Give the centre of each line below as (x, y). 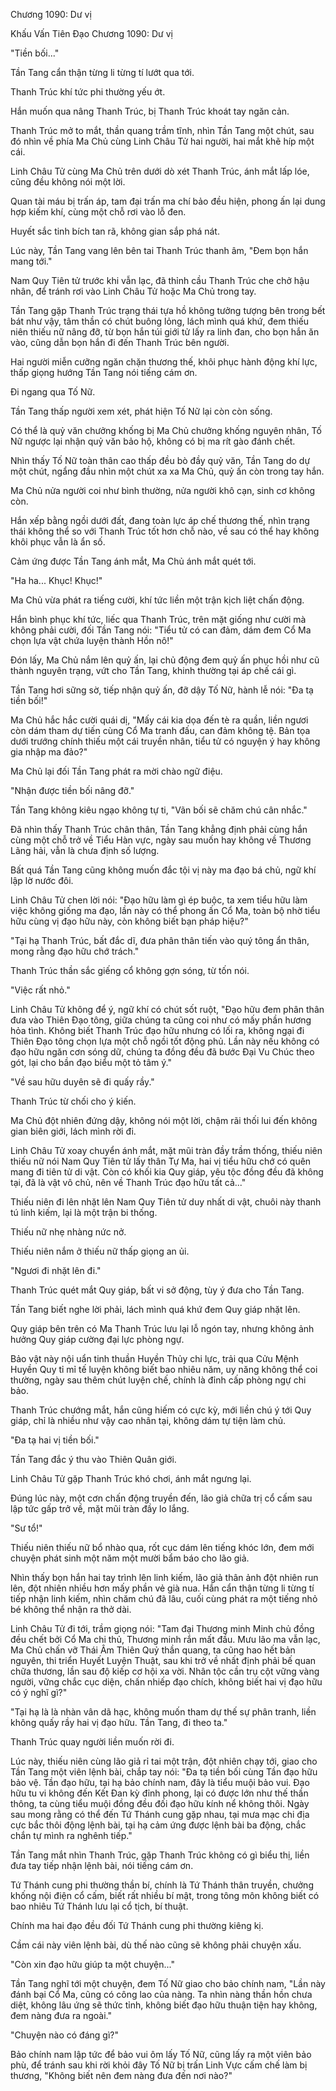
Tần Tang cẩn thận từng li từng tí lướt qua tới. (102, 72)
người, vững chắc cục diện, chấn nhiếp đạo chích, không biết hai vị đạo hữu (166, 1682)
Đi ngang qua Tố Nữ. (53, 392)
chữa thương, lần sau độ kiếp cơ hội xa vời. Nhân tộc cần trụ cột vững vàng (165, 1671)
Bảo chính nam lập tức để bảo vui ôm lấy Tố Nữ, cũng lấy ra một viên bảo (161, 2054)
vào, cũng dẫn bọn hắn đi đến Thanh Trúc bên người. (120, 342)
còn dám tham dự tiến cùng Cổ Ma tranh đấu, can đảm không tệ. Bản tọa (160, 730)
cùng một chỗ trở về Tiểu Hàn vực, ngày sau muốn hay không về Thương (161, 840)
